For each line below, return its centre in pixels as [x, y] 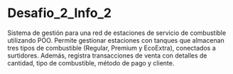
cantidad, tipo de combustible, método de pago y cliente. [91, 63]
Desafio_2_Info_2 [60, 13]
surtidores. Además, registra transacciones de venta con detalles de [107, 55]
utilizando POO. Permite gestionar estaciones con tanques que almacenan [116, 40]
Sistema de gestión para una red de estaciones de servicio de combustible [117, 33]
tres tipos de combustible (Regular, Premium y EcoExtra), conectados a [112, 48]
